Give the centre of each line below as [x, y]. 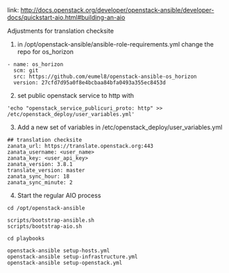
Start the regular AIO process [59, 195]
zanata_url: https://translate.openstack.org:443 [80, 146]
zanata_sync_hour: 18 [39, 176]
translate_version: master [46, 170]
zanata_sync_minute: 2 [40, 183]
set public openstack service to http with [75, 96]
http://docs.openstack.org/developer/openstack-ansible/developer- [117, 10]
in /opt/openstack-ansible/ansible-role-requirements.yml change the [115, 44]
